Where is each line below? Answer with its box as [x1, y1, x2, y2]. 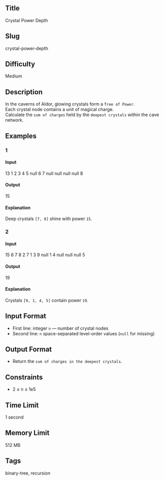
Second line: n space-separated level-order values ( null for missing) [12, 330, 155, 336]
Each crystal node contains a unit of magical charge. [5, 107, 114, 113]
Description [5, 87, 43, 96]
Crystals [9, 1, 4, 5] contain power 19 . [5, 297, 89, 303]
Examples [5, 132, 37, 140]
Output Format [5, 345, 52, 353]
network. [5, 117, 24, 123]
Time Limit [5, 401, 39, 409]
